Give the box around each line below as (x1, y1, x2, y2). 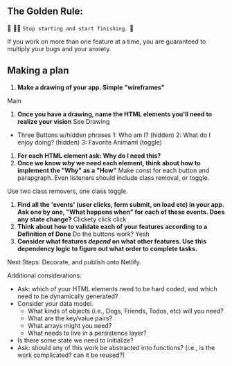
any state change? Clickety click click (17, 214, 127, 223)
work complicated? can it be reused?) (17, 351, 125, 359)
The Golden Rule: (7, 6, 83, 17)
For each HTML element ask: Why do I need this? (17, 152, 161, 160)
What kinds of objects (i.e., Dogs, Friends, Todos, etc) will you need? (27, 306, 224, 315)
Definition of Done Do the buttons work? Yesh (17, 230, 150, 238)
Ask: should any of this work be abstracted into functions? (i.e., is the (17, 343, 215, 351)
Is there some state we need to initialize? (17, 336, 134, 345)
